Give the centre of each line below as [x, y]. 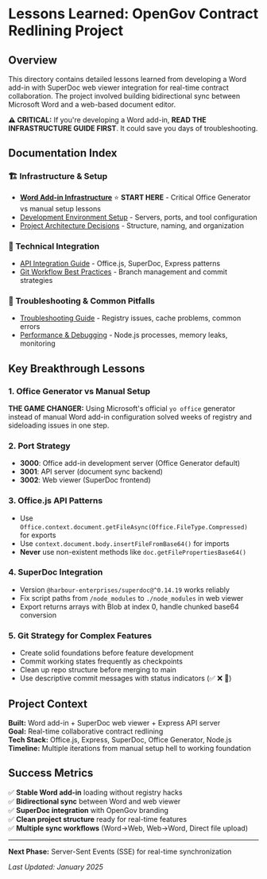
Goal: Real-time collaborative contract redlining [86, 731]
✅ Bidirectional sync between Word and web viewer [95, 801]
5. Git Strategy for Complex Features [80, 635]
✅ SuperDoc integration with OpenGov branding [89, 810]
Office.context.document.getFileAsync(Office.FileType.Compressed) [133, 527]
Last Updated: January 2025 [56, 866]
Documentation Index [63, 153]
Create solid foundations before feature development [106, 653]
